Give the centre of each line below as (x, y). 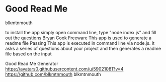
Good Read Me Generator (32, 63)
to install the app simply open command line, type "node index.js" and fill (81, 32)
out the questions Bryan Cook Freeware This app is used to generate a (78, 38)
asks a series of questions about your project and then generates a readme (83, 48)
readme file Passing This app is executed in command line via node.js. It (80, 43)
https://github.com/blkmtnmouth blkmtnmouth (53, 74)
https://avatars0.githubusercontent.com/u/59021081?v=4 (64, 69)
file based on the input (28, 54)
